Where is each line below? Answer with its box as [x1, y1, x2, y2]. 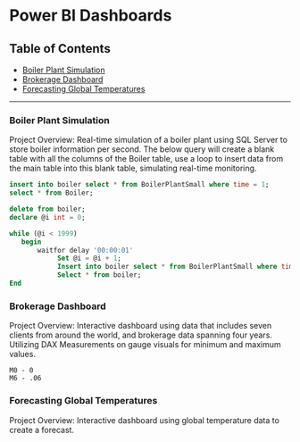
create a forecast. [9, 424, 74, 435]
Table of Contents [9, 41, 112, 56]
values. [9, 349, 36, 360]
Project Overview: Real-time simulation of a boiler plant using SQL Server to [9, 135, 288, 146]
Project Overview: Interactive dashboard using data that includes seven [9, 321, 272, 331]
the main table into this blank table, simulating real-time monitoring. [9, 163, 257, 174]
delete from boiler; [9, 204, 87, 214]
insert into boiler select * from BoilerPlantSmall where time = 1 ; [9, 180, 270, 189]
